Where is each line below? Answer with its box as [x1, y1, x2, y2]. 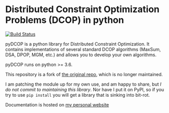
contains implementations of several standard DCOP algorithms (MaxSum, [5, 46, 161, 52]
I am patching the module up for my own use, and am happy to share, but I [5, 81, 161, 87]
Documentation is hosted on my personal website [5, 101, 109, 107]
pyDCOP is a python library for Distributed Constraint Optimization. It [5, 41, 150, 47]
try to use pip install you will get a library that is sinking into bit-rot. [5, 92, 150, 98]
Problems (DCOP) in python [5, 14, 124, 26]
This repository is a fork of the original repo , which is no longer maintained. [5, 71, 163, 77]
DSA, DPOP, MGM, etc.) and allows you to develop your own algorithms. [5, 52, 157, 58]
